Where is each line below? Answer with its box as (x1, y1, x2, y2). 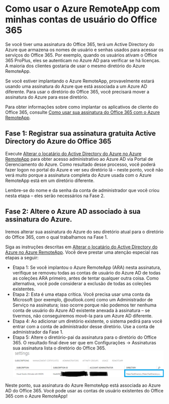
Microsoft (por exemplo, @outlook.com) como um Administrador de (12, 296, 153, 302)
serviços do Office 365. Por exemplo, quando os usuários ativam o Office (5, 52, 157, 58)
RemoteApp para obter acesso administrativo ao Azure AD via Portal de (5, 156, 153, 162)
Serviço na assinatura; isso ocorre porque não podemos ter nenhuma (12, 302, 157, 308)
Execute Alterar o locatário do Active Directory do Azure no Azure (5, 150, 142, 157)
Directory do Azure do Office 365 (5, 137, 112, 146)
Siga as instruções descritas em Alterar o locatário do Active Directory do (5, 244, 158, 250)
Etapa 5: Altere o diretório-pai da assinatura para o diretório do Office (12, 334, 157, 340)
